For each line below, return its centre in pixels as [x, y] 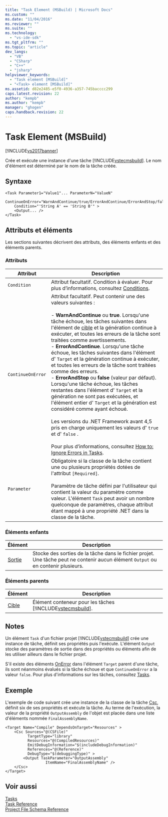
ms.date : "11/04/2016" [29, 19]
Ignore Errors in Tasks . [77, 452]
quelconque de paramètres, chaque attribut [102, 504]
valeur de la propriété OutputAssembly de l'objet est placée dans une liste [80, 713]
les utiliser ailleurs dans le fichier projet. [46, 654]
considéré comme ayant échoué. [89, 409]
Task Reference [21, 804]
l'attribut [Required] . [75, 473]
